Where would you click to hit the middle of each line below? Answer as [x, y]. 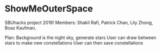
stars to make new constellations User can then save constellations [74, 42]
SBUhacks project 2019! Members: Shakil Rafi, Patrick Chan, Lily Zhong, [79, 22]
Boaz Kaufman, [20, 27]
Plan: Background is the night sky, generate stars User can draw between [80, 37]
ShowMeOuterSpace [49, 9]
